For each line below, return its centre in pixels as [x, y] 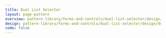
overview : [15, 19]
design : [13, 23]
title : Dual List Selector [33, 10]
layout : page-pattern [27, 14]
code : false [17, 28]
